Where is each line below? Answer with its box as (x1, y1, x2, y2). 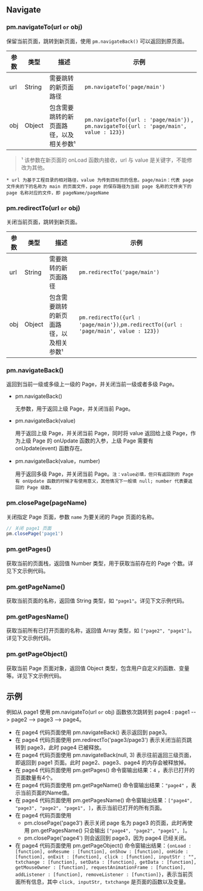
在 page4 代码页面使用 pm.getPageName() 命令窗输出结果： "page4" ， (14, 782, 192, 789)
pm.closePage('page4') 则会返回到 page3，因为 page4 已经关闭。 (24, 834, 190, 841)
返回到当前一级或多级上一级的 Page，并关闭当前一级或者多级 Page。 (6, 380, 178, 388)
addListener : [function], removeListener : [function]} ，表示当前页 (14, 870, 193, 878)
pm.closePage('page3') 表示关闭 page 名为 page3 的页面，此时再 (24, 819, 187, 826)
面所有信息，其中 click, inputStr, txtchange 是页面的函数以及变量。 (14, 878, 189, 886)
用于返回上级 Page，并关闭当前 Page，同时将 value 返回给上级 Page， (14, 430, 191, 437)
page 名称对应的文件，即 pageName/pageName (6, 190, 109, 196)
